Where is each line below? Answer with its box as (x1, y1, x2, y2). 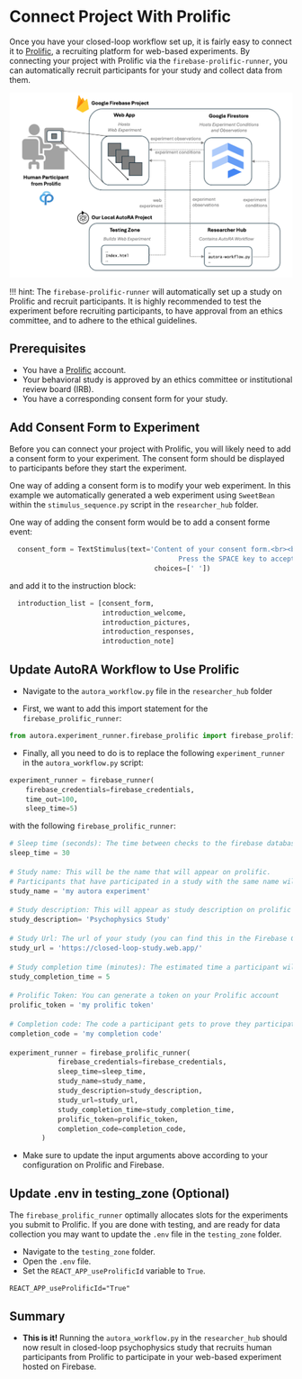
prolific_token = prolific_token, (57, 1115, 179, 1124)
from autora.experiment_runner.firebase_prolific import (9, 731, 227, 740)
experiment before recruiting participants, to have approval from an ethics (9, 305, 283, 316)
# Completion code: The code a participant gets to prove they (9, 1019, 252, 1028)
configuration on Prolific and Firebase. (22, 1160, 164, 1171)
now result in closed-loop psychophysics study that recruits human (22, 1341, 272, 1353)
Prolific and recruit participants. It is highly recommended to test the (9, 296, 262, 306)
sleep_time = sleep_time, (57, 1067, 147, 1076)
